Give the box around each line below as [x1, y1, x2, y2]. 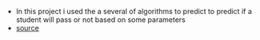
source [15, 24, 40, 32]
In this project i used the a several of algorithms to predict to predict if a [15, 7, 252, 16]
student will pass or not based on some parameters [15, 15, 186, 24]
